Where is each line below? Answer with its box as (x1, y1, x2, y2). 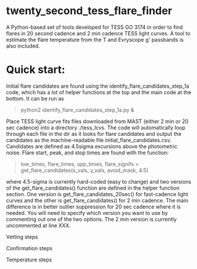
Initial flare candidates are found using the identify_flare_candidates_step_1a (6, 82, 189, 89)
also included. (6, 42, 40, 49)
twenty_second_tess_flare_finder (6, 4, 172, 18)
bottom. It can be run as (6, 95, 64, 102)
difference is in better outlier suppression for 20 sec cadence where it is (6, 203, 181, 210)
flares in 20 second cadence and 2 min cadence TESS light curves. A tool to (6, 29, 191, 36)
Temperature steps (6, 256, 52, 263)
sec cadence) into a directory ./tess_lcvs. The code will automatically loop (6, 124, 186, 131)
